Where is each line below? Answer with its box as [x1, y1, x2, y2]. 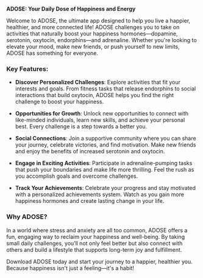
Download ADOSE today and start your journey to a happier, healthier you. [6, 258, 193, 265]
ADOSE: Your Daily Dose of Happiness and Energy [6, 5, 136, 12]
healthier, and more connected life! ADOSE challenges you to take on [6, 24, 180, 31]
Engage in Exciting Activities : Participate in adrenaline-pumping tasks [15, 159, 193, 167]
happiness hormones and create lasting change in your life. [15, 197, 165, 205]
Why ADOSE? [6, 213, 48, 221]
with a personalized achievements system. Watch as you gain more [15, 191, 185, 198]
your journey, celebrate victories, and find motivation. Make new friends [15, 141, 196, 148]
